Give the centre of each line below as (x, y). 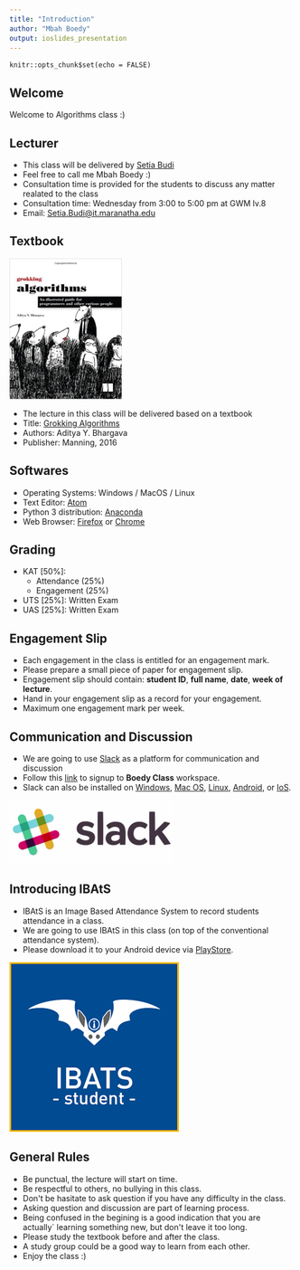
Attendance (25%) (70, 581)
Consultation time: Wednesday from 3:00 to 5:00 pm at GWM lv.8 (144, 203)
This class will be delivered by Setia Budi (98, 165)
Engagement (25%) (72, 591)
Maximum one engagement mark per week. (103, 708)
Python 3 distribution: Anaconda (82, 512)
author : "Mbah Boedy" (50, 28)
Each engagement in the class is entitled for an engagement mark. (146, 660)
